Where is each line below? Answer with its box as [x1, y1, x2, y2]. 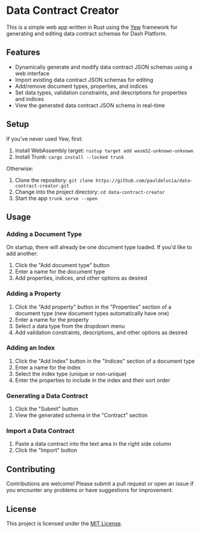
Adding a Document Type [6, 230, 82, 238]
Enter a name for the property [14, 316, 89, 323]
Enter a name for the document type [14, 268, 105, 276]
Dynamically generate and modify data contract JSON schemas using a [14, 63, 193, 70]
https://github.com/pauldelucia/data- [95, 177, 193, 183]
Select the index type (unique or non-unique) [14, 370, 127, 377]
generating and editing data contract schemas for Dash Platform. [6, 29, 167, 37]
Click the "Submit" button [14, 405, 78, 413]
